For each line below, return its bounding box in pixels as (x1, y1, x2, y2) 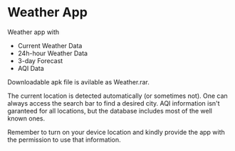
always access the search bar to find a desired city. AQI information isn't (7, 99, 220, 107)
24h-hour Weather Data (17, 49, 88, 57)
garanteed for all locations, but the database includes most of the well (7, 106, 212, 115)
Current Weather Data (17, 41, 83, 50)
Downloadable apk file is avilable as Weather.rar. (7, 77, 150, 86)
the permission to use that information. (7, 135, 121, 144)
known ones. (7, 114, 46, 123)
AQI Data (17, 64, 44, 72)
